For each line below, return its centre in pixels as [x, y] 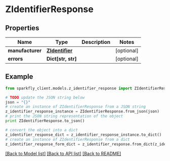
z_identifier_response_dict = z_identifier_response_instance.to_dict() [83, 135]
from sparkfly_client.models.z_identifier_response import [69, 88]
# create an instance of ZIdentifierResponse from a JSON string [75, 107]
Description [96, 42]
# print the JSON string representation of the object [64, 116]
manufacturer [25, 50]
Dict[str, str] [61, 59]
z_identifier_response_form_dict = [43, 144]
